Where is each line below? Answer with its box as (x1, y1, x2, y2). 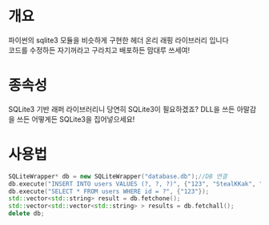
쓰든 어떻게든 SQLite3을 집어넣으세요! (16, 114, 135, 124)
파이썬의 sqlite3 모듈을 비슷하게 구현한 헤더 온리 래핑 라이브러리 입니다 (8, 35, 230, 45)
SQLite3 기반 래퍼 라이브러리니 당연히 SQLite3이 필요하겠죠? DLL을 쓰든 (8, 104, 235, 114)
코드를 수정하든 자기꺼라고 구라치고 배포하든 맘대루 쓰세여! (8, 45, 191, 54)
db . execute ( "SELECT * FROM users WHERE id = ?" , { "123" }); (8, 187, 210, 195)
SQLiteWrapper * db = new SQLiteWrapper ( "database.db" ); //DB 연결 (8, 172, 228, 180)
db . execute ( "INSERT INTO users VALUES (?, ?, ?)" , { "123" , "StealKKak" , (8, 179, 256, 188)
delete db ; (8, 210, 45, 218)
